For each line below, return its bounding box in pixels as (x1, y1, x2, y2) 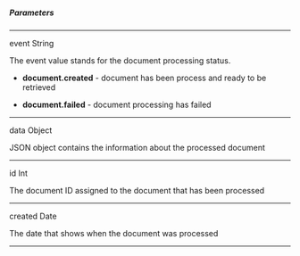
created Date (9, 211, 57, 221)
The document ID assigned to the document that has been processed (9, 185, 265, 195)
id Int (9, 168, 29, 178)
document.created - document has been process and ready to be (21, 72, 267, 83)
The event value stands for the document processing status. (9, 54, 231, 66)
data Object (9, 125, 53, 136)
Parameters (9, 7, 54, 18)
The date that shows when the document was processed (9, 227, 219, 238)
